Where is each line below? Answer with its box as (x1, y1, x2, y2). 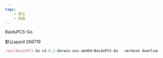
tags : (5, 7, 16, 12)
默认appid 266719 (5, 39, 41, 45)
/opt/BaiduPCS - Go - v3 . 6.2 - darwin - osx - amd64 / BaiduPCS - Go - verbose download (5, 48, 160, 53)
